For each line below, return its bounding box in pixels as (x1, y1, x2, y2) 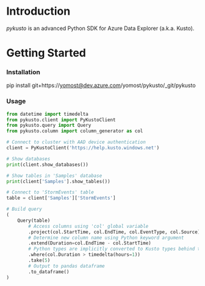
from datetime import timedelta (6, 111, 88, 117)
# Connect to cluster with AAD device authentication (6, 139, 146, 145)
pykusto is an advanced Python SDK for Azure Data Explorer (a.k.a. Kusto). (6, 24, 195, 32)
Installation (6, 68, 41, 77)
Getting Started (6, 46, 87, 60)
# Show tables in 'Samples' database (6, 173, 103, 179)
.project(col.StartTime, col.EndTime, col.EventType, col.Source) (28, 228, 201, 235)
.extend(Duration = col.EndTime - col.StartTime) (28, 240, 151, 246)
